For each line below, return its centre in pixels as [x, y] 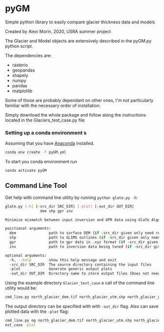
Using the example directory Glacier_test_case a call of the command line [80, 283]
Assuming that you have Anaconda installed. [50, 143]
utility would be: [21, 288]
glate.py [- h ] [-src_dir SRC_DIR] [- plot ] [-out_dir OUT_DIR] [70, 206]
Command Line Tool [36, 186]
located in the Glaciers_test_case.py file [45, 120]
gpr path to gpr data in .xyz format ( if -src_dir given [84, 242]
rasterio [20, 65]
